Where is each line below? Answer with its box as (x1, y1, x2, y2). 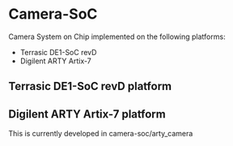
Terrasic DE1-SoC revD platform (8, 79, 172, 93)
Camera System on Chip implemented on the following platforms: (8, 32, 226, 41)
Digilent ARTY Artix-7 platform (8, 107, 166, 121)
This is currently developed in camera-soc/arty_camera (8, 129, 193, 139)
